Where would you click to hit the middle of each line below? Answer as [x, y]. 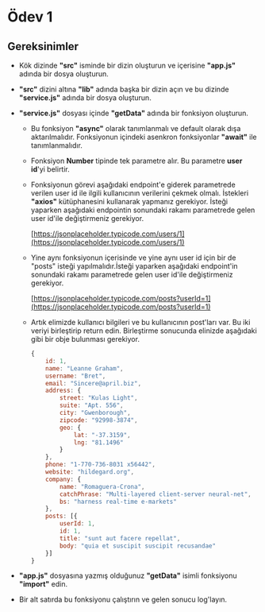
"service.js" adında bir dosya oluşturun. [85, 98]
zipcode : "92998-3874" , [98, 420]
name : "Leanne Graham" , [84, 368]
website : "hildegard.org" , [90, 472]
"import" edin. [43, 584]
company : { [63, 479]
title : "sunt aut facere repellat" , [120, 538]
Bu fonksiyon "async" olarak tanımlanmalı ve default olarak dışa [136, 128]
